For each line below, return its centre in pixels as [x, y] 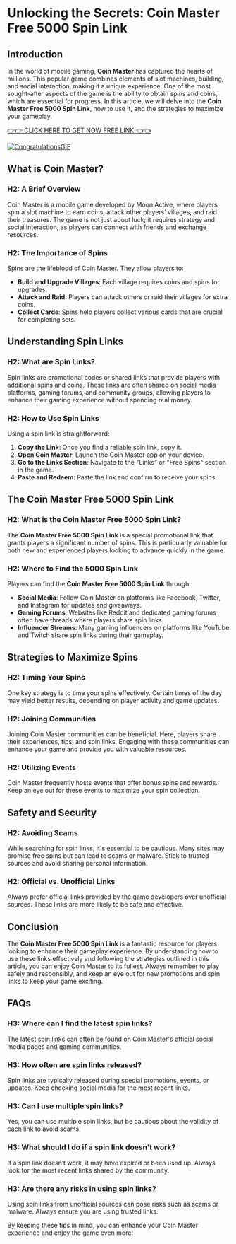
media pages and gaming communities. [64, 1046]
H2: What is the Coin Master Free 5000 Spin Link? [94, 520]
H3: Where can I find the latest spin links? [80, 1023]
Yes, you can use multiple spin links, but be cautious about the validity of [113, 1122]
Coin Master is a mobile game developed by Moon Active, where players [112, 204]
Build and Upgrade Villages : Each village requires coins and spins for [118, 281]
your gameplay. [30, 116]
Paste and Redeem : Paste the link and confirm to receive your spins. [117, 477]
